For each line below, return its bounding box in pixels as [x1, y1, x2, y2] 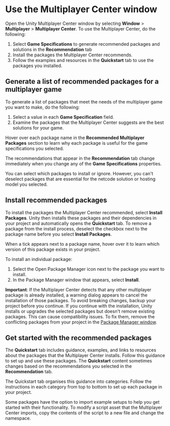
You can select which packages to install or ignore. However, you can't [5, 170, 153, 176]
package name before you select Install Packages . [5, 231, 112, 237]
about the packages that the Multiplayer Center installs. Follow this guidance [5, 352, 165, 358]
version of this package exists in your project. [5, 246, 100, 252]
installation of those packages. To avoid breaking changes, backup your [5, 297, 156, 303]
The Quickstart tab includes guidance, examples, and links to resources [5, 347, 156, 353]
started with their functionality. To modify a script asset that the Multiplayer [5, 405, 162, 411]
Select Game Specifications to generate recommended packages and [12, 41, 160, 47]
